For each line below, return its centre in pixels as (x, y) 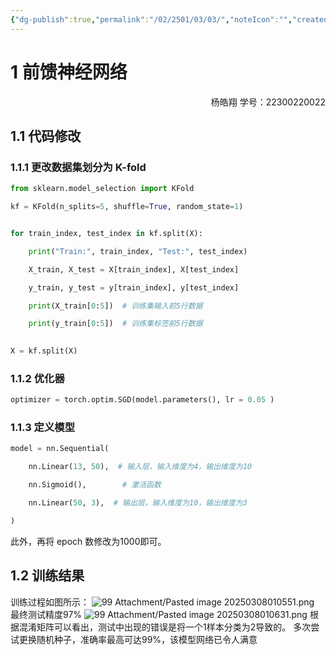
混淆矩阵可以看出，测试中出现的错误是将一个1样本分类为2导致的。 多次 (165, 627)
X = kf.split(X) (44, 351)
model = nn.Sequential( (60, 449)
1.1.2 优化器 (37, 378)
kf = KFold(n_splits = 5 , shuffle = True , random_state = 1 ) (127, 207)
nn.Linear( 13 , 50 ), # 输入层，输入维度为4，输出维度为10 (140, 467)
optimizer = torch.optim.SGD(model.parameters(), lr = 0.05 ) (142, 400)
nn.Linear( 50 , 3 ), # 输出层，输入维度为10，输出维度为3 (138, 503)
